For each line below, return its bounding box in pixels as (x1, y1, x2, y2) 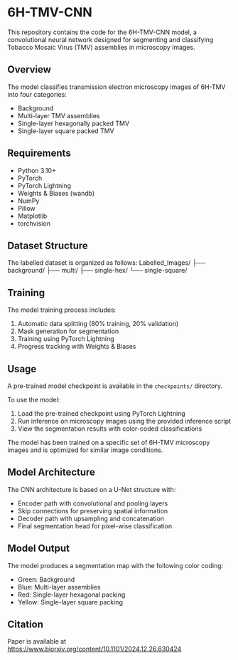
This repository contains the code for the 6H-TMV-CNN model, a (7, 28, 198, 36)
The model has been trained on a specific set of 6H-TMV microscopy (7, 439, 210, 446)
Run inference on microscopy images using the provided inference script (17, 417, 232, 425)
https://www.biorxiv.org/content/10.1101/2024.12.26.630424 (7, 645, 182, 654)
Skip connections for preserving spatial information (17, 506, 168, 515)
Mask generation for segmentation (17, 327, 119, 335)
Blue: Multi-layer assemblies (17, 582, 101, 591)
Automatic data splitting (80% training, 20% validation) (17, 320, 179, 328)
